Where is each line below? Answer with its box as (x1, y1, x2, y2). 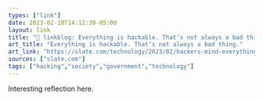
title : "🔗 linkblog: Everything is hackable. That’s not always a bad (8, 33, 243, 41)
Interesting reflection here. (8, 84, 94, 93)
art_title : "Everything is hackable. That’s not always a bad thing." (8, 41, 243, 49)
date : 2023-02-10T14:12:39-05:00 (8, 19, 117, 27)
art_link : (8, 48, 41, 56)
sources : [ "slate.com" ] (8, 56, 86, 63)
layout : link (8, 26, 51, 34)
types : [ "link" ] (8, 11, 61, 20)
